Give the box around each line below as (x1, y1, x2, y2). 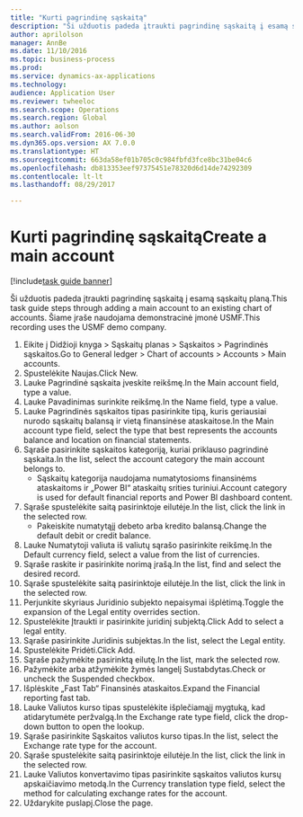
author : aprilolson (10, 30, 84, 39)
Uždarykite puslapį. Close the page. (22, 797, 154, 809)
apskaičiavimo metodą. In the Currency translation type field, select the (22, 778, 286, 789)
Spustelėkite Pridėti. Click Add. (22, 644, 136, 656)
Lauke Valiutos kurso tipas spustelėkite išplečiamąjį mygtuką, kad (22, 702, 266, 713)
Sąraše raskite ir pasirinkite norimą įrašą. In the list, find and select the (22, 559, 281, 570)
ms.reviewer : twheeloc (10, 96, 95, 106)
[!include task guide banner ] (10, 276, 113, 287)
